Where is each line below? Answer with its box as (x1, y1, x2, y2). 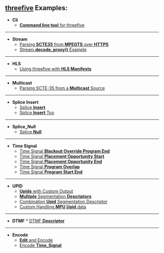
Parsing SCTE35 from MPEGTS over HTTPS (19, 41, 109, 47)
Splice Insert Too (19, 110, 55, 115)
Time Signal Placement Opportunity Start (19, 153, 104, 159)
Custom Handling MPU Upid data (19, 204, 86, 209)
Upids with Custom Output (19, 188, 73, 194)
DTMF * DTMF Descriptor (12, 218, 65, 224)
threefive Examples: (5, 4, 68, 12)
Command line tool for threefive (19, 22, 84, 28)
